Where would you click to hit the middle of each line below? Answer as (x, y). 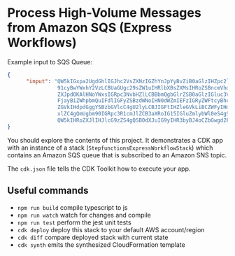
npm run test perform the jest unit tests (74, 222)
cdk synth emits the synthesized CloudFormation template (101, 244)
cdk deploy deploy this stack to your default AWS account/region (111, 229)
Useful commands (48, 191)
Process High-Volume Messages (104, 13)
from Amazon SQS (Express (90, 28)
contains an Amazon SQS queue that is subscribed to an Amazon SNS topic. (117, 155)
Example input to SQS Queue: (50, 62)
